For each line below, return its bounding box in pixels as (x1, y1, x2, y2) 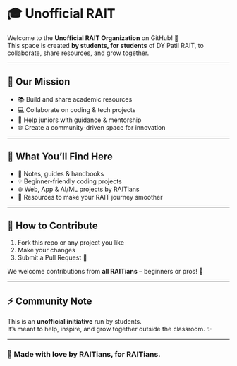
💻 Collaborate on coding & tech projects (17, 105, 136, 114)
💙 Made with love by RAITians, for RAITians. (7, 350, 161, 360)
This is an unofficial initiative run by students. (7, 317, 142, 326)
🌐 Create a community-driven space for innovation (17, 123, 166, 131)
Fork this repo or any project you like (17, 238, 125, 247)
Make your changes (17, 246, 75, 255)
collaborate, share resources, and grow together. (7, 49, 150, 57)
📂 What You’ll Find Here (7, 151, 113, 163)
